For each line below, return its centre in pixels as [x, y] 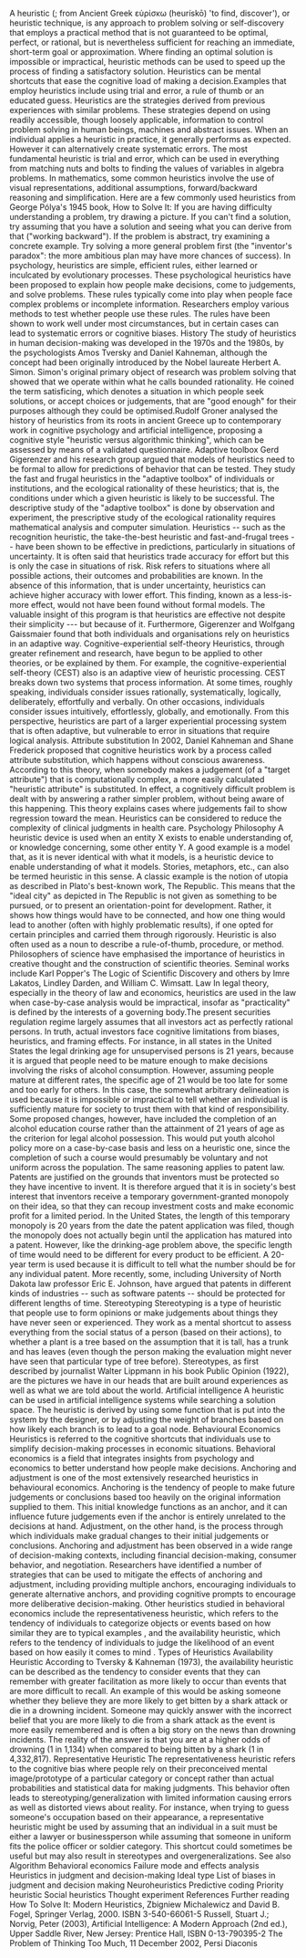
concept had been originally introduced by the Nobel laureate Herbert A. [145, 362]
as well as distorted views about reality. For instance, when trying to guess [149, 1807]
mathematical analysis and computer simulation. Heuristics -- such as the [148, 527]
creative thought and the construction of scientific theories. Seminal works [149, 963]
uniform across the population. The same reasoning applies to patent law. [147, 1167]
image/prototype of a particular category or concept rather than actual [142, 1778]
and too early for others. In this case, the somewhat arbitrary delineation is [149, 1089]
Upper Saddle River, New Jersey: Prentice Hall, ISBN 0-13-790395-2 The [146, 1933]
